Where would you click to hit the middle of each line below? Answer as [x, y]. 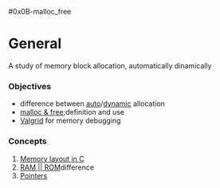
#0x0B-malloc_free [40, 12]
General [35, 44]
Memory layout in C [52, 159]
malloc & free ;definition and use [72, 112]
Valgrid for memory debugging [70, 121]
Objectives [30, 86]
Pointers [33, 175]
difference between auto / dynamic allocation [92, 104]
